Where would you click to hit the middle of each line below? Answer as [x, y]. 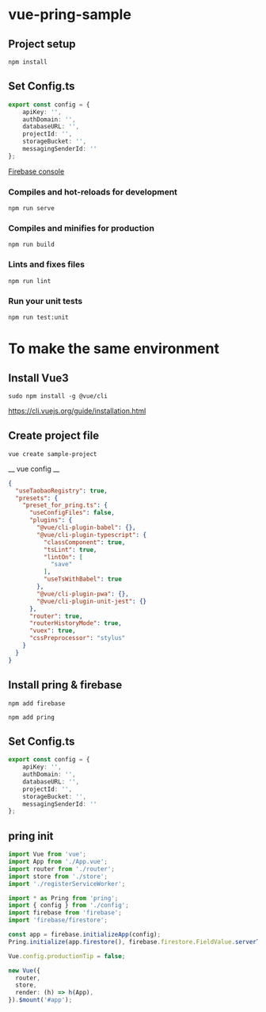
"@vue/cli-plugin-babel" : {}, [86, 528]
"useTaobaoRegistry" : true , [62, 491]
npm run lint [30, 281]
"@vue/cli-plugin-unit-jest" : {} [92, 601]
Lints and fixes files [47, 265]
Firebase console [36, 171]
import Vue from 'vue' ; [47, 854]
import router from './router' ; [61, 869]
